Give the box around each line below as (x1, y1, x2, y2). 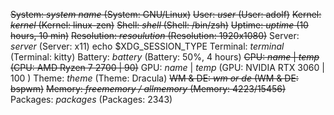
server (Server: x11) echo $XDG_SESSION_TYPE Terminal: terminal (10, 40, 285, 52)
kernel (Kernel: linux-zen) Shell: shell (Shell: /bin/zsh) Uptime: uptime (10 (10, 19, 309, 31)
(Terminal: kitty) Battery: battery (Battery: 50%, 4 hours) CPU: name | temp (10, 51, 320, 63)
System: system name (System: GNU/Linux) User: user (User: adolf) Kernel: (10, 9, 322, 20)
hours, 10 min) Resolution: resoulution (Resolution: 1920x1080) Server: (10, 30, 300, 41)
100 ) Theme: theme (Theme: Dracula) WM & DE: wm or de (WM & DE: (10, 72, 299, 84)
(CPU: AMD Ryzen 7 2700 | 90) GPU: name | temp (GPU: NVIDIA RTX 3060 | (10, 62, 325, 73)
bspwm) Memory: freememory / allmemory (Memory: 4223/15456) (10, 83, 287, 94)
